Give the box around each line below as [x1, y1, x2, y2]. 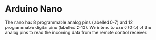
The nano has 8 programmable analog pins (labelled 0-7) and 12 [5, 19, 133, 25]
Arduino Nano [5, 3, 62, 14]
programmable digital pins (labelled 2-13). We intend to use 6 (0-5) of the [5, 24, 152, 30]
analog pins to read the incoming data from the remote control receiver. [5, 29, 148, 35]
